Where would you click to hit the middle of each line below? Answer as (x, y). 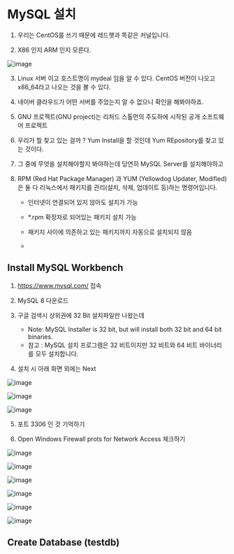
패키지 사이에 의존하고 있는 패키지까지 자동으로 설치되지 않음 (110, 232)
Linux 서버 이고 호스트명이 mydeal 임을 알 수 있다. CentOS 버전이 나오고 (116, 78)
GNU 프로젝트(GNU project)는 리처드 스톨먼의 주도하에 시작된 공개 (109, 117)
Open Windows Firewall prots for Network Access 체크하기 (101, 439)
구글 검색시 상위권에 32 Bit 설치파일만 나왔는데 (81, 315)
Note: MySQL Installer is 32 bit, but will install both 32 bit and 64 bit (125, 329)
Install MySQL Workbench (65, 268)
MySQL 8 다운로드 (43, 300)
